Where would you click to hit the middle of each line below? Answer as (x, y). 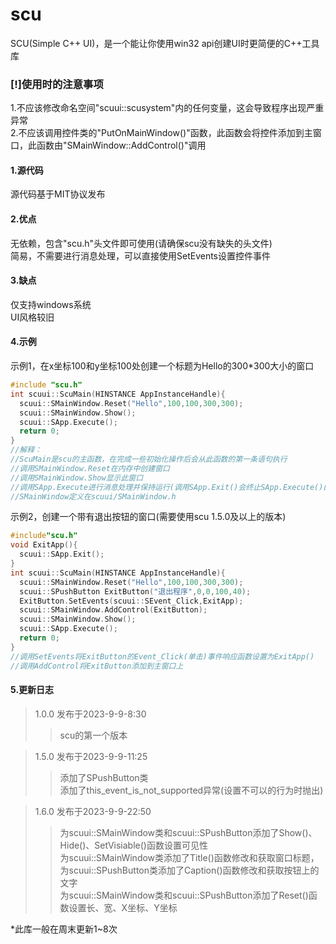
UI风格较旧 (32, 317)
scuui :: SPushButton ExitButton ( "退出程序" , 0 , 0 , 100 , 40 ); (135, 591)
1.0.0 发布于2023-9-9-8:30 (90, 714)
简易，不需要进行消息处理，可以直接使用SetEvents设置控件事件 (140, 255)
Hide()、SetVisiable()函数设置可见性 (133, 845)
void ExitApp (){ (44, 545)
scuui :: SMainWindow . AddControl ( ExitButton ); (113, 610)
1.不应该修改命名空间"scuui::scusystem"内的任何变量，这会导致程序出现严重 (167, 108)
